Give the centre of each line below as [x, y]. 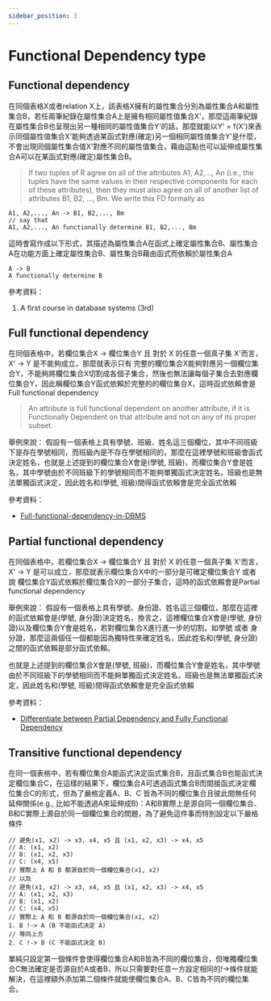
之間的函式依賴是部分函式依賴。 [61, 648]
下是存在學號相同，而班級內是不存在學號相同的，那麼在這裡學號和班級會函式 [135, 452]
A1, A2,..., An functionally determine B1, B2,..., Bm [102, 227]
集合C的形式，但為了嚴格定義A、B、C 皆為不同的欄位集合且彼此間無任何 [135, 794]
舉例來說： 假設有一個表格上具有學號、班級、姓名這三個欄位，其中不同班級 [133, 442]
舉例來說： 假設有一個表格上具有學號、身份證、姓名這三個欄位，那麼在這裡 [133, 608]
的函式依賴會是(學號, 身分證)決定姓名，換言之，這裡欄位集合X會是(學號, [127, 618]
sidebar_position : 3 [43, 16]
